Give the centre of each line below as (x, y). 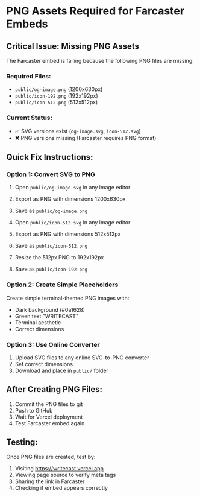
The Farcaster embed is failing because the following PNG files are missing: (100, 61)
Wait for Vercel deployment (49, 417)
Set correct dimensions (44, 364)
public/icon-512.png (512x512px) (56, 102)
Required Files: (29, 76)
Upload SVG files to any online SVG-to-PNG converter (82, 358)
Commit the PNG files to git (49, 404)
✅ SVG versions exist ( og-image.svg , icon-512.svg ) (78, 131)
